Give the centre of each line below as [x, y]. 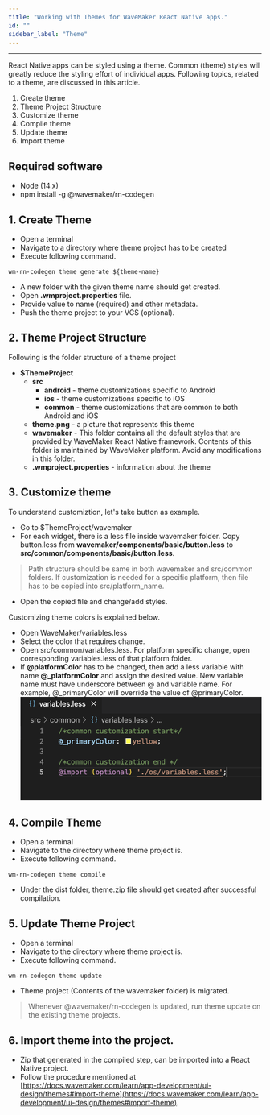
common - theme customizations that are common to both [141, 407]
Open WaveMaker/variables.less [74, 632]
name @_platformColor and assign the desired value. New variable [131, 675]
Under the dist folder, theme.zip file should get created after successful [138, 889]
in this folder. [53, 458]
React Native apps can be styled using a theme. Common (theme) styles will [135, 65]
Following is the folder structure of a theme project [92, 357]
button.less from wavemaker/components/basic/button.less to [127, 545]
